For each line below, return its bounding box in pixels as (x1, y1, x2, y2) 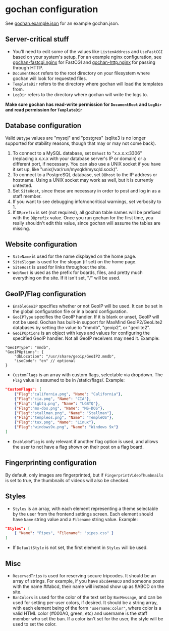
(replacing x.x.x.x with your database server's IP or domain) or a (12, 155, 146, 162)
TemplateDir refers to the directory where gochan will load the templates (12, 81, 163, 87)
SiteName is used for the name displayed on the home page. (12, 253, 137, 259)
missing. (12, 225, 30, 231)
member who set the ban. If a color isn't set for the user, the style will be (12, 616, 163, 621)
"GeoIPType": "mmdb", (5, 345, 51, 350)
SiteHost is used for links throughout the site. (12, 264, 107, 270)
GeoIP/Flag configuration (5, 290, 86, 298)
